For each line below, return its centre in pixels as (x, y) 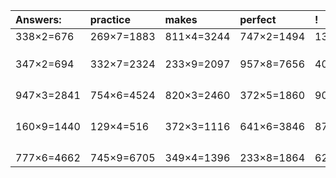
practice (110, 19)
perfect (258, 19)
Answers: (38, 19)
